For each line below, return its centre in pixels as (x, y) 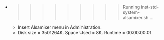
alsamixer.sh (136, 18)
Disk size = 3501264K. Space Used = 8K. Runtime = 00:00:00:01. (85, 32)
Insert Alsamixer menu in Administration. (59, 27)
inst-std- (150, 7)
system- (131, 12)
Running (131, 7)
